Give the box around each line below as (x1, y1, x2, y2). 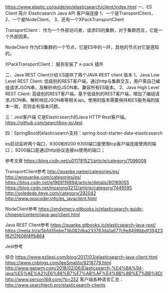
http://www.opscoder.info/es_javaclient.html (5, 195, 97, 201)
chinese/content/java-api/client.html (5, 211, 80, 217)
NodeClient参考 (5, 206, 38, 212)
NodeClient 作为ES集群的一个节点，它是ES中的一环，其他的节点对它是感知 (5, 44, 159, 50)
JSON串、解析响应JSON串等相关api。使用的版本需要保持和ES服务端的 (9, 97, 155, 103)
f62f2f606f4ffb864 (5, 233, 45, 239)
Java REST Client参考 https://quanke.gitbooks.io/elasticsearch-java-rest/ (5, 222, 156, 228)
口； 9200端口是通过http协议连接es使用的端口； (5, 147, 105, 153)
